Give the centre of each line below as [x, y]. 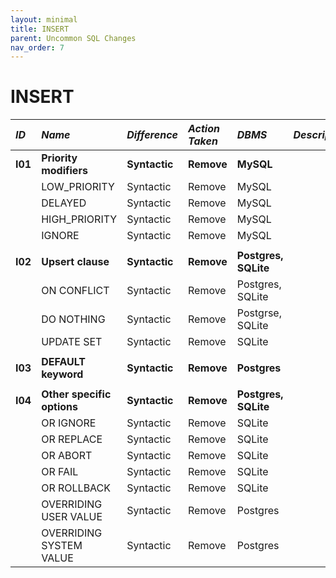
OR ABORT [67, 456]
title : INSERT [40, 29]
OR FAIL [60, 472]
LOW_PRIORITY [78, 187]
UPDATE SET [72, 342]
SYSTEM [62, 546]
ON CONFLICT [75, 291]
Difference [152, 135]
